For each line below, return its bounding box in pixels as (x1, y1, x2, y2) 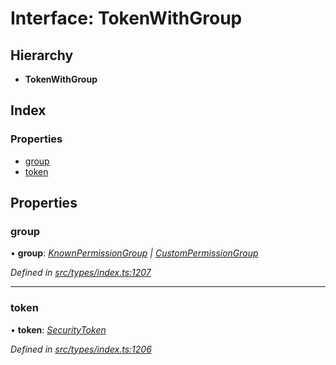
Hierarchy (10, 47, 74, 64)
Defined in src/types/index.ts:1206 (10, 343, 152, 355)
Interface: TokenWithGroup (10, 7, 243, 30)
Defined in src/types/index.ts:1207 (10, 267, 152, 279)
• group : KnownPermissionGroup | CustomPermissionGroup (10, 247, 259, 259)
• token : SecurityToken (10, 323, 107, 336)
